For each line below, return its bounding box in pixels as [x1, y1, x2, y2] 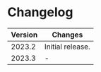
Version [11, 30, 38, 40]
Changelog [7, 4, 73, 20]
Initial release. [44, 42, 90, 52]
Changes [52, 30, 83, 40]
